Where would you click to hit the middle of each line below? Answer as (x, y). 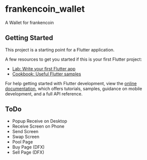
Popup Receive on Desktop (39, 121)
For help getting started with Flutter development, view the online (71, 83)
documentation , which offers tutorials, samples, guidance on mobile (73, 89)
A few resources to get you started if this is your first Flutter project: (73, 59)
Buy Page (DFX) (28, 147)
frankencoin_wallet (45, 9)
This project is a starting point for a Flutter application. (60, 49)
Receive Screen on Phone (38, 126)
